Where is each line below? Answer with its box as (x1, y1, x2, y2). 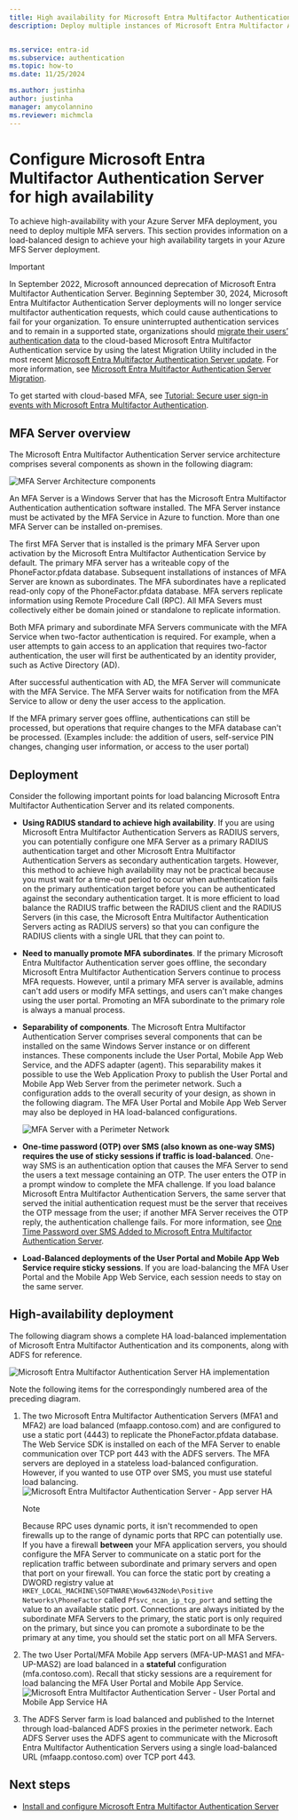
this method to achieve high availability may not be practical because (21, 865, 275, 875)
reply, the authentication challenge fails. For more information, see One (21, 1217, 282, 1227)
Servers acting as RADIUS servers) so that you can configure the (21, 922, 260, 932)
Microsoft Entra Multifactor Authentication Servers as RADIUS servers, (21, 827, 280, 838)
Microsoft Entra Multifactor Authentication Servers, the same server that (21, 1188, 286, 1200)
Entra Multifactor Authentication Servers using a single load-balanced (21, 1742, 278, 1752)
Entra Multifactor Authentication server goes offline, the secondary (21, 957, 268, 969)
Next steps (9, 1777, 71, 1792)
